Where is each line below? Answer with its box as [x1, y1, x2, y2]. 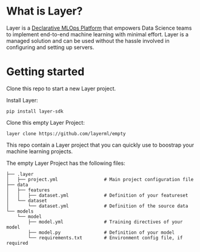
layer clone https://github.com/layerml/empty [6, 130, 126, 137]
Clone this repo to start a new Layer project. [6, 85, 116, 92]
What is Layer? [6, 4, 83, 18]
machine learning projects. [6, 147, 73, 155]
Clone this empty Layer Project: [6, 119, 85, 126]
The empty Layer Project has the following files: [6, 159, 125, 167]
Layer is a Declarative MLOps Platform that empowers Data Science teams [6, 24, 192, 31]
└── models [6, 208, 34, 214]
